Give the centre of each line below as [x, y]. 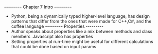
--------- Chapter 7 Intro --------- [38, 7]
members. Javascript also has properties [52, 36]
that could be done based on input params [54, 47]
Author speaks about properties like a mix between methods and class [82, 31]
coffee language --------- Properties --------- [57, 26]
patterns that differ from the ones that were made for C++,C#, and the [81, 21]
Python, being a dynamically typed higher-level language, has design [80, 16]
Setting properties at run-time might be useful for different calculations [82, 42]
